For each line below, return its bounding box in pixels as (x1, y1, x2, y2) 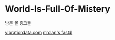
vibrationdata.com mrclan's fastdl (5, 29, 73, 35)
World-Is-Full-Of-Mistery (5, 3, 110, 14)
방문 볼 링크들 (5, 20, 32, 26)
